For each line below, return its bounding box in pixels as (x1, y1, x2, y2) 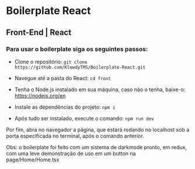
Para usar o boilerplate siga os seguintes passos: (6, 45, 148, 53)
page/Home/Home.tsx (6, 156, 60, 163)
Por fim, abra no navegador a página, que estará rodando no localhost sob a (6, 126, 190, 133)
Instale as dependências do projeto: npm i (14, 104, 116, 111)
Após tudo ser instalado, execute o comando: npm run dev (14, 115, 154, 122)
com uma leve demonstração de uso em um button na (6, 150, 136, 157)
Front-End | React (6, 27, 72, 37)
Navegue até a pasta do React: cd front (14, 74, 112, 81)
